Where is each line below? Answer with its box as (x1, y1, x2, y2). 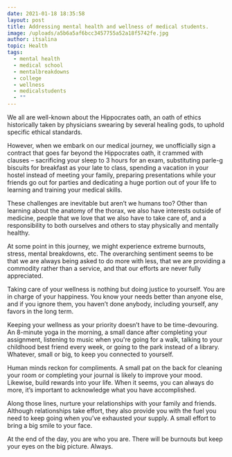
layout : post (7, 17, 45, 24)
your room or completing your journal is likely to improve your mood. (7, 371, 203, 379)
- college (13, 74, 42, 82)
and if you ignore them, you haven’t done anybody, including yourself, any (7, 300, 219, 308)
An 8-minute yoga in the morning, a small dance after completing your (7, 328, 208, 336)
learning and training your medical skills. (7, 185, 123, 194)
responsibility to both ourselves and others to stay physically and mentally (7, 222, 220, 229)
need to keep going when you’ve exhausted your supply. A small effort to (7, 414, 216, 422)
